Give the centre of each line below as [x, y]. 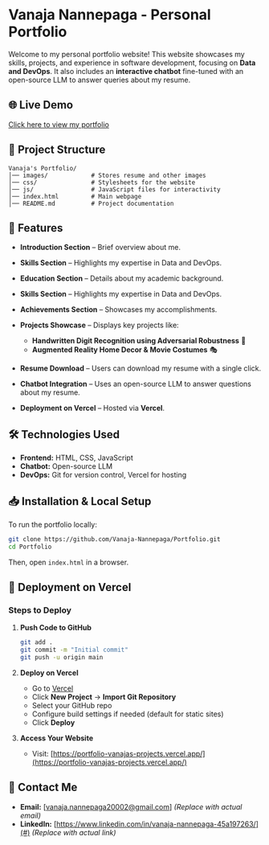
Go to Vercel [53, 688]
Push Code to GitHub [56, 628]
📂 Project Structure [57, 150]
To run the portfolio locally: [53, 525]
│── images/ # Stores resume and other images [107, 175]
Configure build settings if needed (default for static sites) [128, 714]
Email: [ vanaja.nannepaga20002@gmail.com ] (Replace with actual [131, 806]
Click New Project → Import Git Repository [104, 697]
